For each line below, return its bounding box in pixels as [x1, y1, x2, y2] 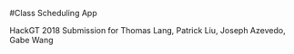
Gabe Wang [9, 35, 54, 45]
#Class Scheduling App [9, 8, 97, 18]
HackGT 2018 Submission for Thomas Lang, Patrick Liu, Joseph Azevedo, [9, 25, 286, 35]
